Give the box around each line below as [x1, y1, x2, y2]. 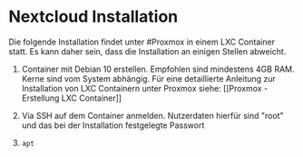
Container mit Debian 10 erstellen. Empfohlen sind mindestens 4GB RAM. [21, 64, 295, 74]
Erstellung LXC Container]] [21, 93, 122, 103]
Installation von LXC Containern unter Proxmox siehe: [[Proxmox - [21, 83, 269, 93]
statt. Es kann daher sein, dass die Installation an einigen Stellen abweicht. [8, 45, 287, 56]
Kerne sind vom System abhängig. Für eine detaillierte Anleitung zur [21, 73, 276, 83]
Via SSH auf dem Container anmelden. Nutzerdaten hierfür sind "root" [21, 110, 284, 121]
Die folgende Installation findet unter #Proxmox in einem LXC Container [8, 36, 276, 47]
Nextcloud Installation [8, 6, 179, 27]
